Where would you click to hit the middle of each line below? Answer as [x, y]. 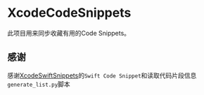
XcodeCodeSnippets [69, 13]
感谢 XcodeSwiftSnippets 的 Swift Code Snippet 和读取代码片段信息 [102, 75]
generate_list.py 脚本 [39, 84]
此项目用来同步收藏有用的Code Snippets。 [69, 33]
